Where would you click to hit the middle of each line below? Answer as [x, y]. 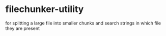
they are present [22, 28]
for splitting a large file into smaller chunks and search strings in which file [83, 23]
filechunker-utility [45, 9]
